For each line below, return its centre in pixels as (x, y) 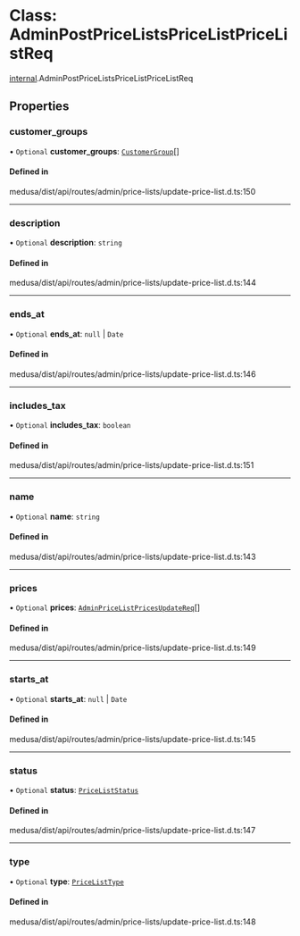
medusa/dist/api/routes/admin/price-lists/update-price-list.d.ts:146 (133, 374)
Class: (33, 16)
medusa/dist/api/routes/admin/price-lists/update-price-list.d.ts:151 (132, 465)
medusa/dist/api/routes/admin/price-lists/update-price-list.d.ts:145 (133, 739)
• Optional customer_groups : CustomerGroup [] (95, 151)
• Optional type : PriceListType (67, 882)
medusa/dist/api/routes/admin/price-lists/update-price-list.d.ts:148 (133, 922)
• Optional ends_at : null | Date (67, 334)
